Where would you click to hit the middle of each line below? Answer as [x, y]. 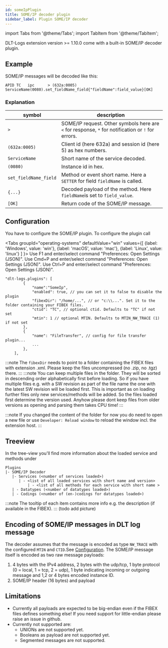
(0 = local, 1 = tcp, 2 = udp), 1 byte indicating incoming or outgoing [81, 570]
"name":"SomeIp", [50, 288]
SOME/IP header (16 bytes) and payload [53, 580]
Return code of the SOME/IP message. [106, 204]
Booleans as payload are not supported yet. [65, 635]
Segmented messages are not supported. [63, 640]
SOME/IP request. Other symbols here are [110, 124]
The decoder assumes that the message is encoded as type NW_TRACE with [81, 544]
